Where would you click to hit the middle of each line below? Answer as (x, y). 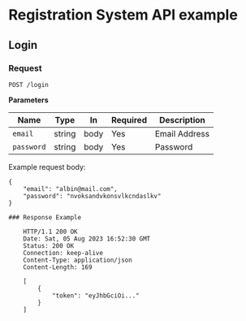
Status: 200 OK (49, 245)
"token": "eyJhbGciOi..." (95, 295)
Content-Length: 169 (58, 267)
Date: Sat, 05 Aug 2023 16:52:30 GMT (87, 239)
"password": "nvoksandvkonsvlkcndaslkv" (92, 196)
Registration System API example (123, 15)
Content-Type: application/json (78, 260)
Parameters (28, 100)
